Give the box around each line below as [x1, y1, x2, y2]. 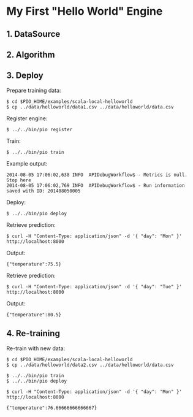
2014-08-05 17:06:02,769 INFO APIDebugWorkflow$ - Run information [6, 182, 185, 188]
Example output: [6, 159, 48, 167]
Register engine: [6, 115, 48, 122]
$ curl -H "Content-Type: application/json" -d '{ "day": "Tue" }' [6, 283, 183, 289]
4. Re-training [6, 328, 60, 339]
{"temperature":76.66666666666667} [6, 405, 97, 411]
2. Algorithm [6, 49, 55, 59]
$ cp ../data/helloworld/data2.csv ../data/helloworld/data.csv [6, 362, 174, 368]
